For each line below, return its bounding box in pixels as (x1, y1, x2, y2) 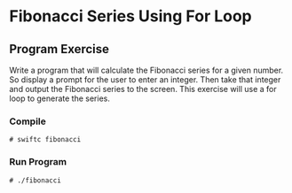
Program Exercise (9, 42, 109, 57)
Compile (9, 115, 46, 127)
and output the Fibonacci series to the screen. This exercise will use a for (9, 84, 277, 94)
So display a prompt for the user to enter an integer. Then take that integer (9, 74, 281, 85)
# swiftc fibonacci (9, 135, 82, 144)
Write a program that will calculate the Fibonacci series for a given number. (9, 65, 284, 75)
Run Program (9, 156, 67, 168)
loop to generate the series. (9, 93, 111, 104)
